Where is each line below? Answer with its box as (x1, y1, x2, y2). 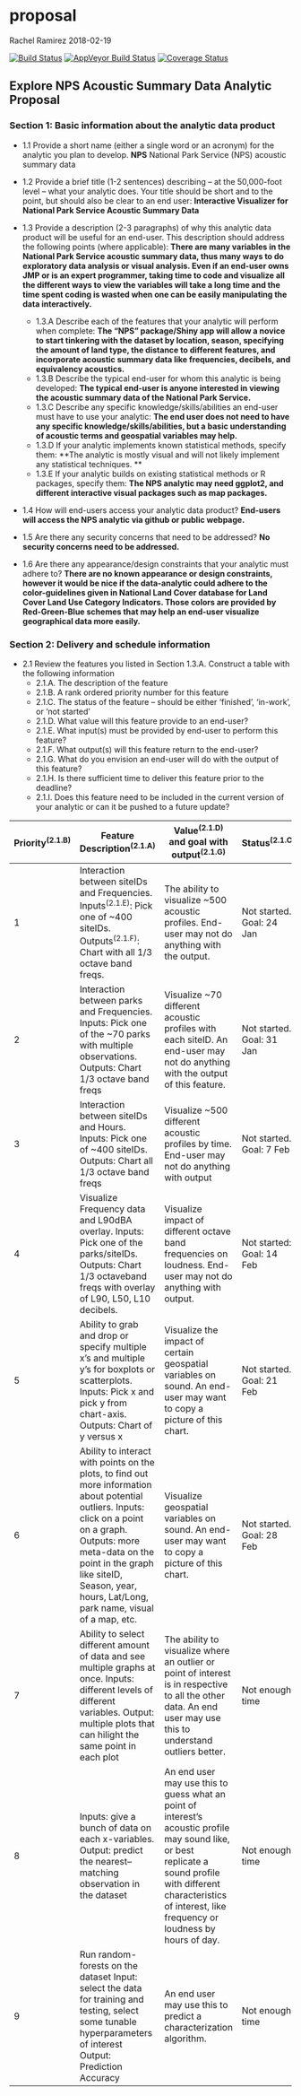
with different (164, 1878, 221, 1891)
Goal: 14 (241, 1248, 278, 1260)
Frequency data (79, 1203, 146, 1215)
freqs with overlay (79, 1282, 156, 1294)
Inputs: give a (79, 1811, 136, 1823)
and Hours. (79, 1121, 126, 1134)
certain (164, 1346, 194, 1359)
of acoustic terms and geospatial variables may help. (35, 430, 237, 440)
